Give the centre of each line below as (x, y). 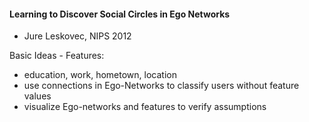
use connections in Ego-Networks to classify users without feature (161, 86)
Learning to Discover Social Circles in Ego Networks (120, 14)
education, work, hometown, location (100, 75)
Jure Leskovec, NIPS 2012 (77, 36)
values (37, 96)
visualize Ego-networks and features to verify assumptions (145, 107)
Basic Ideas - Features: (57, 56)
